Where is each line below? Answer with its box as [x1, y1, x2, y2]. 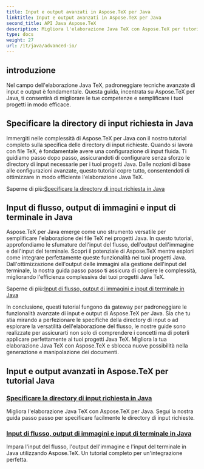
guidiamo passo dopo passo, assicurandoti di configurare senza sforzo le [6, 154, 190, 161]
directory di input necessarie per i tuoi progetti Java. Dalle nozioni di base [6, 160, 191, 168]
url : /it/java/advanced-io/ [6, 43, 78, 49]
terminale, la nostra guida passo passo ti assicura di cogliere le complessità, [6, 267, 197, 274]
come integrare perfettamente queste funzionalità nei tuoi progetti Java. [6, 254, 186, 261]
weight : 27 [6, 37, 34, 43]
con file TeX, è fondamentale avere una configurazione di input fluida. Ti [6, 147, 187, 155]
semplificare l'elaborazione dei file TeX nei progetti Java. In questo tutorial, [6, 235, 194, 242]
